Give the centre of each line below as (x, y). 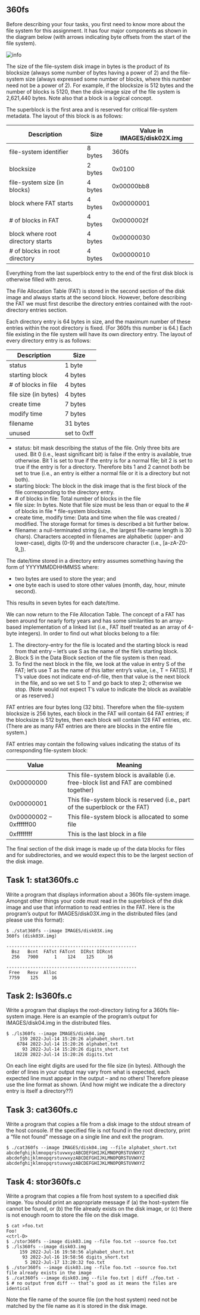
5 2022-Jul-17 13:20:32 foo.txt (65, 1263)
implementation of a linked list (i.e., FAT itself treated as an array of (105, 627)
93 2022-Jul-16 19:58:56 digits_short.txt (75, 1257)
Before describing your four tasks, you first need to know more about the (96, 24)
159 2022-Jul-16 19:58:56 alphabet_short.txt (77, 1252)
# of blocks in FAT (34, 220)
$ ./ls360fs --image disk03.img (46, 1247)
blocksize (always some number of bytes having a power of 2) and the (93, 72)
